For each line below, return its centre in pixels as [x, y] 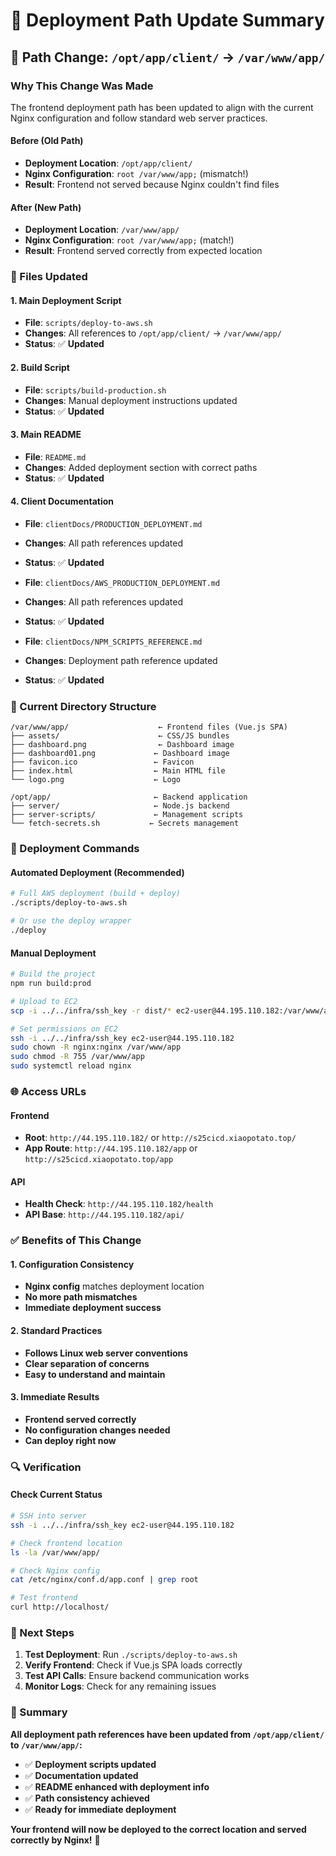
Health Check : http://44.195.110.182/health [119, 1204]
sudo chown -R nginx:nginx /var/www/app [96, 1047]
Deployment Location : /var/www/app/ [102, 230]
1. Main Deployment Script [66, 300]
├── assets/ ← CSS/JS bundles [120, 736]
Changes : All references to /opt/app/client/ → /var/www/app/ [153, 333]
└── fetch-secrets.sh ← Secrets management [125, 824]
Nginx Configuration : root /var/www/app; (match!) [129, 240]
